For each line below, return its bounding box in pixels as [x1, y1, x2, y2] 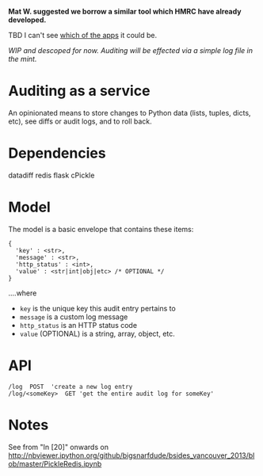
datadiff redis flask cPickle [8, 170, 95, 180]
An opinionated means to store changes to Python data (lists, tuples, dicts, [8, 108, 251, 117]
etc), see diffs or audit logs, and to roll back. [8, 116, 152, 126]
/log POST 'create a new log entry [8, 383, 133, 390]
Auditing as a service [8, 82, 151, 100]
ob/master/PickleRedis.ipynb [8, 459, 102, 468]
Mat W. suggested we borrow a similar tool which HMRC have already [8, 7, 242, 16]
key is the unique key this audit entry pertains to [19, 303, 176, 313]
